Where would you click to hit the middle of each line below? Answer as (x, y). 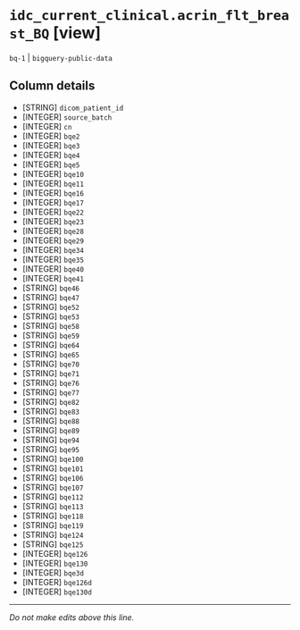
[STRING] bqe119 (53, 525)
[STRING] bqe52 (51, 307)
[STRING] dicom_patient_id (73, 107)
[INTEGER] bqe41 (53, 278)
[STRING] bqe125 (53, 544)
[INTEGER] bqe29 (53, 240)
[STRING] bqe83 (51, 411)
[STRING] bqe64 (51, 344)
